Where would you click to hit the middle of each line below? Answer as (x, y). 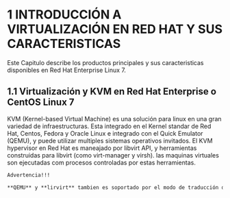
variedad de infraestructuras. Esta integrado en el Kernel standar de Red (109, 126)
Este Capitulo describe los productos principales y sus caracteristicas (105, 62)
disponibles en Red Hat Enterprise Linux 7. (67, 70)
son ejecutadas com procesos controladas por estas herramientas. (102, 162)
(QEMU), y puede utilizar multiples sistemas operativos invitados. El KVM (110, 140)
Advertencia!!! (29, 175)
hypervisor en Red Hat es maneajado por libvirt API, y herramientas (102, 148)
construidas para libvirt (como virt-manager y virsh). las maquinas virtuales (113, 155)
